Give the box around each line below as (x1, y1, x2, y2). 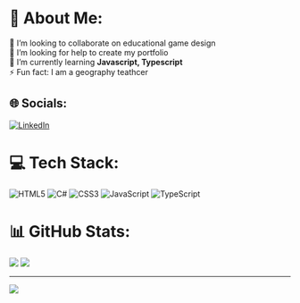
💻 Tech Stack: (9, 152, 120, 173)
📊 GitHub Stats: (9, 221, 131, 241)
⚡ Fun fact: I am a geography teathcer (9, 66, 149, 77)
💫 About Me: (9, 8, 104, 29)
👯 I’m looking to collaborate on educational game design (9, 38, 216, 48)
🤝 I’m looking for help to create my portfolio (9, 46, 169, 57)
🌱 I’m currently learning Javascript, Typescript (9, 56, 183, 67)
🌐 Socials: (9, 96, 68, 111)
